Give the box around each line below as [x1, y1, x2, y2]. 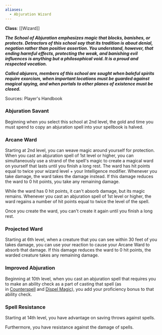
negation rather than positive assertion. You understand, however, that [5, 45, 154, 51]
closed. [5, 86, 21, 92]
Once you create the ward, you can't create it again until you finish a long [5, 208, 153, 214]
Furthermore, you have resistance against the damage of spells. [5, 324, 134, 330]
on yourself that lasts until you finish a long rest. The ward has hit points [5, 163, 150, 169]
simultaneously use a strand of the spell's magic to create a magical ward [5, 158, 154, 164]
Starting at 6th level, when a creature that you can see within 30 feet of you [5, 236, 158, 243]
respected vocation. [5, 61, 47, 67]
